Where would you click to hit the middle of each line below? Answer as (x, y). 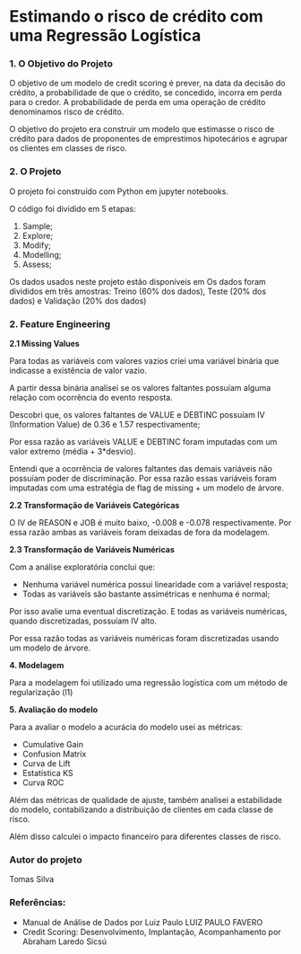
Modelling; (42, 254)
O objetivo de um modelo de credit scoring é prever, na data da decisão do (147, 84)
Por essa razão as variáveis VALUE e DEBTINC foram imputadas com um (143, 442)
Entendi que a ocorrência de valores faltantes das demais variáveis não (141, 469)
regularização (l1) (41, 693)
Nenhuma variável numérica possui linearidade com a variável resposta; (155, 585)
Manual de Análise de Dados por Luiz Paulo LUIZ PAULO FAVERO (142, 922)
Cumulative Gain (52, 745)
